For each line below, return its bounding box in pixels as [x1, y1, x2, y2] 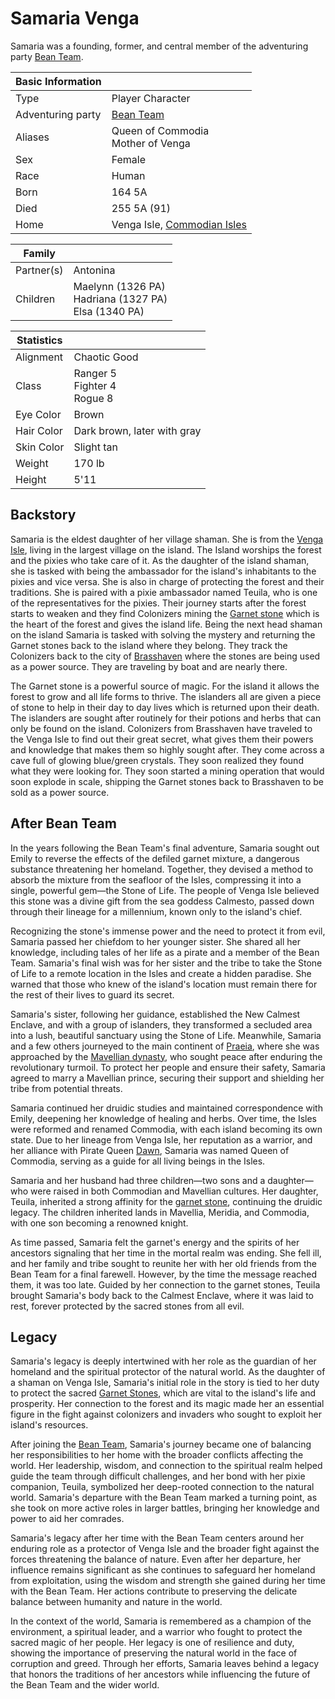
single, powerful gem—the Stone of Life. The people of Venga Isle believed [10, 884, 320, 896]
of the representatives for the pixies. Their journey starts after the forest [10, 597, 307, 609]
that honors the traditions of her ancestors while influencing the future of [10, 1668, 311, 1681]
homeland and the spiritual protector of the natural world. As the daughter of [10, 1366, 326, 1378]
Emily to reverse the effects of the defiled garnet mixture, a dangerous [10, 852, 300, 864]
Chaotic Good [73, 350, 139, 364]
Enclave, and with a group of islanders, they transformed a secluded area [10, 1018, 313, 1031]
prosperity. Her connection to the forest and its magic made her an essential [10, 1398, 325, 1410]
